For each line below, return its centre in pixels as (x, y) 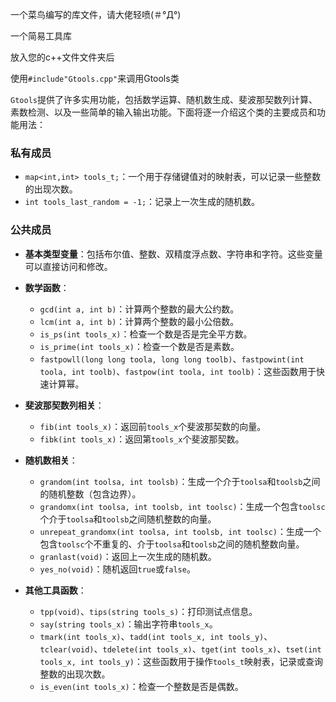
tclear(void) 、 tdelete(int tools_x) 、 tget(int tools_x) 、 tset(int (180, 649)
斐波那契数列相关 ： (64, 405)
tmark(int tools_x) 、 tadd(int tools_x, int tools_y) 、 (156, 636)
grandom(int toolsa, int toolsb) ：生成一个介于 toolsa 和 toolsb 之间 (180, 481)
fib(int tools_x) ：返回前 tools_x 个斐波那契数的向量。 (153, 426)
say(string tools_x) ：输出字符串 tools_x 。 (128, 624)
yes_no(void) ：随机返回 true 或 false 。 (117, 569)
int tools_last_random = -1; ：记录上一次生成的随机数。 (142, 202)
